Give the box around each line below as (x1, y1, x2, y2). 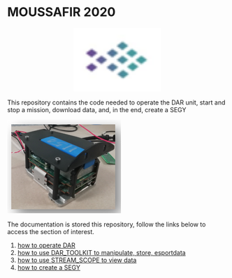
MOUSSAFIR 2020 (7, 4, 116, 20)
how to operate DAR (17, 241, 75, 249)
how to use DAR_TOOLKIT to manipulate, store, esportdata (17, 248, 187, 256)
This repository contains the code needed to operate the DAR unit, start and (7, 98, 226, 107)
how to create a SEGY (17, 263, 80, 272)
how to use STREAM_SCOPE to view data (17, 256, 137, 264)
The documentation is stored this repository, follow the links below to (7, 220, 206, 229)
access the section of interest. (7, 227, 94, 235)
